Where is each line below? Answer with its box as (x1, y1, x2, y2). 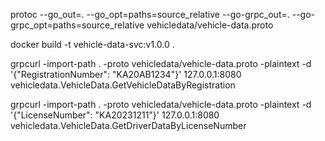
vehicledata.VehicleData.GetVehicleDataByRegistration (10, 79, 236, 91)
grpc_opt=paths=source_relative (10, 19, 145, 31)
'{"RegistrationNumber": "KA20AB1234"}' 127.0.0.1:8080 (10, 69, 242, 80)
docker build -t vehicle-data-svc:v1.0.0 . (10, 39, 175, 50)
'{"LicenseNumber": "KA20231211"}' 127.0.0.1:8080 (10, 109, 220, 121)
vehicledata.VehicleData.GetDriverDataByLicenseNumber (10, 120, 247, 131)
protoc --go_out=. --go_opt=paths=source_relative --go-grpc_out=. (10, 9, 290, 20)
